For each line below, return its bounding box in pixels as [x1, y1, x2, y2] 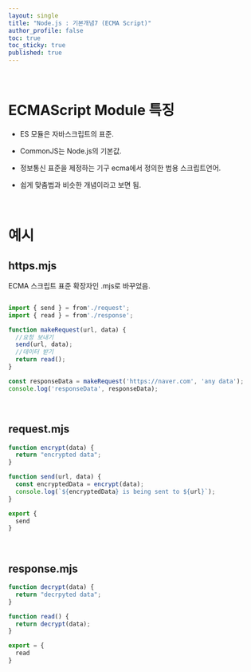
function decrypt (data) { [8, 583, 94, 591]
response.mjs [8, 562, 78, 575]
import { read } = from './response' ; [8, 311, 134, 320]
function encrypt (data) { [8, 443, 94, 451]
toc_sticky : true [8, 42, 66, 50]
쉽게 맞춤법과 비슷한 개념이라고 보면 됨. [19, 180, 142, 189]
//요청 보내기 [15, 333, 54, 341]
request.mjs [8, 423, 70, 436]
